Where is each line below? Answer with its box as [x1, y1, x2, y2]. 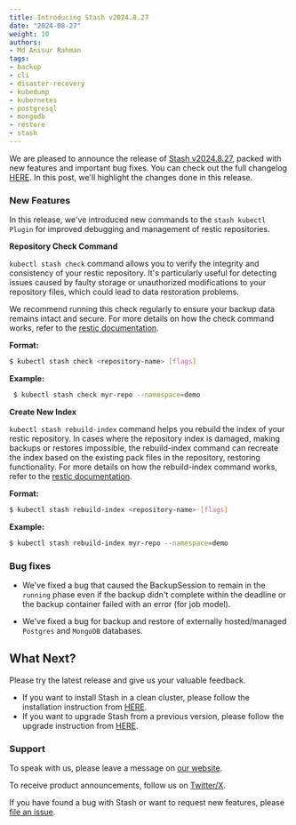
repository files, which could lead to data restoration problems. [9, 286, 240, 298]
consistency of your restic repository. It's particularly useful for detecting [9, 268, 277, 278]
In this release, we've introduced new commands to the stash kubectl [9, 214, 267, 225]
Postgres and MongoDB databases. [21, 625, 144, 636]
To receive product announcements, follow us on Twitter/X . [9, 780, 227, 791]
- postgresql [9, 104, 58, 113]
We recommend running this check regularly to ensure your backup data [9, 304, 276, 315]
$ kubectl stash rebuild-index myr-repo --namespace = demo [9, 539, 228, 548]
